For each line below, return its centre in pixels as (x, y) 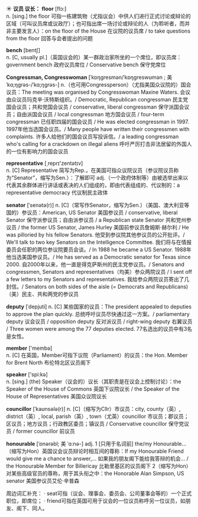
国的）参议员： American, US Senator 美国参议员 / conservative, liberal (92, 213)
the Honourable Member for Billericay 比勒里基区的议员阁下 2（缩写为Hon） (99, 466)
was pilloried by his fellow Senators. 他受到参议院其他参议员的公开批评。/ (95, 235)
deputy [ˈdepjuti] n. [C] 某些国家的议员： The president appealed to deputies (99, 307)
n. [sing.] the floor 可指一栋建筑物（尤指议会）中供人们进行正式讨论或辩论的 (98, 16)
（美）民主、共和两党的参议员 (42, 294)
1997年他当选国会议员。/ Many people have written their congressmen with (98, 129)
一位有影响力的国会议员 (40, 151)
